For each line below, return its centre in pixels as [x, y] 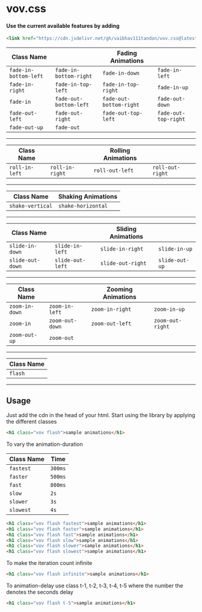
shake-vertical [31, 206]
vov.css [26, 9]
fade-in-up [173, 88]
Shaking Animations [88, 197]
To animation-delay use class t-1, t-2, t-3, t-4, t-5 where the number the [95, 586]
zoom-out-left [111, 324]
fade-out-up [26, 128]
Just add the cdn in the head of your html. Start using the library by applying [101, 415]
